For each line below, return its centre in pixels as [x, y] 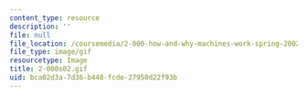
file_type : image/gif [51, 52]
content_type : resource [55, 18]
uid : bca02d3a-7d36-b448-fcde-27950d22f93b [94, 78]
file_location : [38, 43]
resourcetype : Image [49, 60]
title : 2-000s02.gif [49, 69]
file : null [30, 35]
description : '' [40, 27]
